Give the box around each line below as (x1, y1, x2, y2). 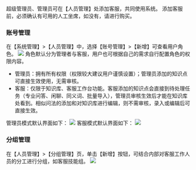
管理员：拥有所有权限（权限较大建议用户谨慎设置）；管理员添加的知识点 (14, 70, 188, 78)
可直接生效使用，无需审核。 (14, 78, 82, 85)
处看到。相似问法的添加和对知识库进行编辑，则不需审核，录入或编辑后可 (14, 99, 190, 107)
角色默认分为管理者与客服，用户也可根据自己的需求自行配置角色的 (25, 51, 185, 58)
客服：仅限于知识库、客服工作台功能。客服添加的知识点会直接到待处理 (14, 85, 185, 92)
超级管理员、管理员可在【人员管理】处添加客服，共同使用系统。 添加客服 (6, 5, 183, 12)
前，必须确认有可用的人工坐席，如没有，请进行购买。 (6, 12, 135, 19)
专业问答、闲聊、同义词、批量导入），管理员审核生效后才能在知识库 (25, 92, 188, 99)
